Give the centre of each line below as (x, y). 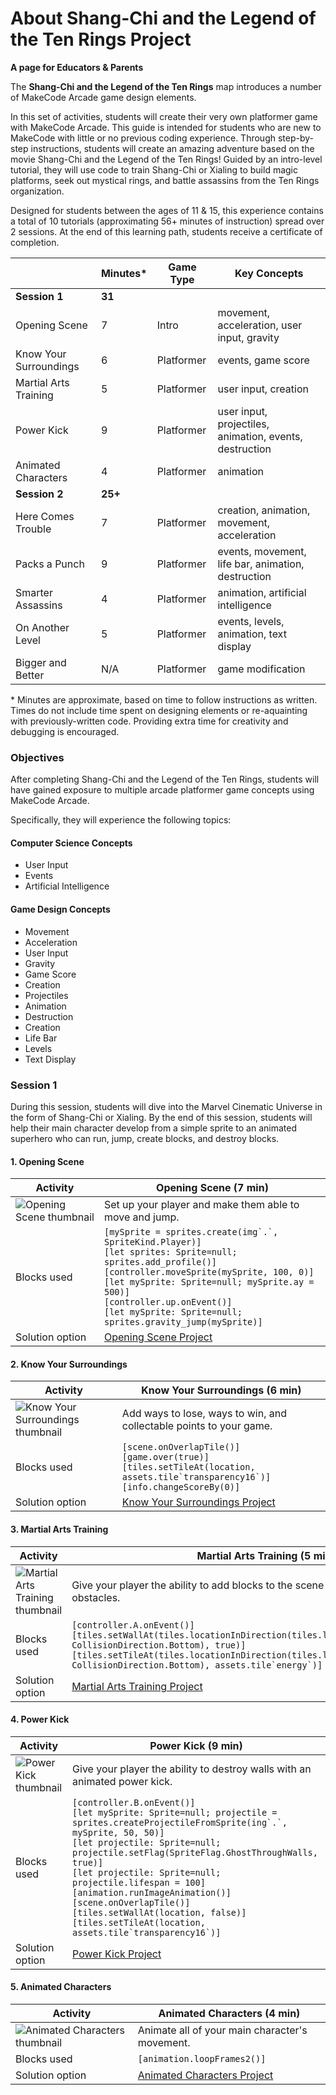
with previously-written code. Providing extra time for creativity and (149, 721)
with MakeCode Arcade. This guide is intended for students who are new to (166, 127)
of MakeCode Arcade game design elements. (103, 97)
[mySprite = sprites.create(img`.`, (191, 1232)
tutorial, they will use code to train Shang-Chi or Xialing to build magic (154, 169)
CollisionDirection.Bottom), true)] (159, 1645)
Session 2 (39, 494)
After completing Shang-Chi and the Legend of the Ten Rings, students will (165, 779)
